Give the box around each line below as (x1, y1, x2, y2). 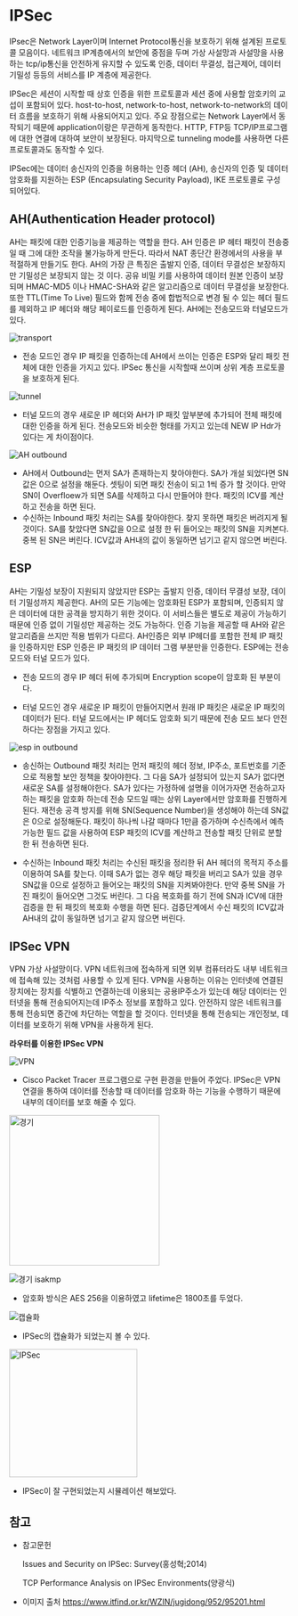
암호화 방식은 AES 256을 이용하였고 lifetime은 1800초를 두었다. (21, 1293, 243, 1304)
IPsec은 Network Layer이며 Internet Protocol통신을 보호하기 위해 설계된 (9, 36, 264, 46)
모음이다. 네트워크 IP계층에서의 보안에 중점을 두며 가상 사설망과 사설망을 (18, 46, 269, 58)
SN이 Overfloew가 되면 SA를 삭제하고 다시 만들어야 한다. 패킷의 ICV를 (21, 489, 268, 500)
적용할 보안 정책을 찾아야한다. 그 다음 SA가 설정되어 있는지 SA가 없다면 (38, 771, 285, 782)
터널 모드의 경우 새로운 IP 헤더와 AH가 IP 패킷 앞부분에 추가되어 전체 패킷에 (21, 409, 283, 420)
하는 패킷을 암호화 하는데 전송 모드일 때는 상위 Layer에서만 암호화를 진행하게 (21, 793, 287, 804)
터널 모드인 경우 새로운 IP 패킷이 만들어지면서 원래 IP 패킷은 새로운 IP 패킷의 (21, 701, 286, 712)
